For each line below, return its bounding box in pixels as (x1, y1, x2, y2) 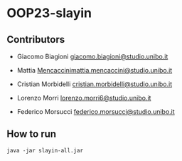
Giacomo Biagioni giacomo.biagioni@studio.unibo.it (16, 52, 168, 61)
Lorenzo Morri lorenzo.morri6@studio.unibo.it (16, 94, 151, 102)
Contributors (6, 33, 65, 46)
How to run (6, 128, 57, 140)
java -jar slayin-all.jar (6, 147, 83, 154)
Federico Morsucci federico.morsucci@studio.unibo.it (16, 108, 175, 115)
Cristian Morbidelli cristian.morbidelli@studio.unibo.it (16, 80, 173, 88)
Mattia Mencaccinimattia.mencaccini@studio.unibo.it (16, 66, 173, 74)
